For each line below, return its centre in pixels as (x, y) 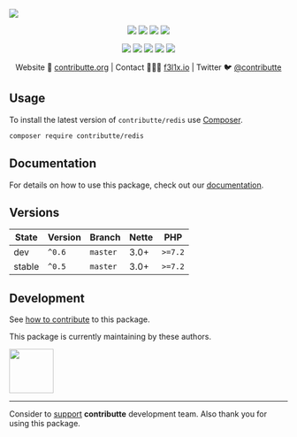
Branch (105, 237)
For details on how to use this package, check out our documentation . (137, 185)
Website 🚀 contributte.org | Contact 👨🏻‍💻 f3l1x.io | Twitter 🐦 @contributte (148, 67)
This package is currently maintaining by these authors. (110, 337)
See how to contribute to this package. (80, 319)
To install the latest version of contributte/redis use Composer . (126, 119)
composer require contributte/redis (76, 136)
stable (27, 267)
